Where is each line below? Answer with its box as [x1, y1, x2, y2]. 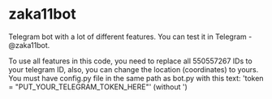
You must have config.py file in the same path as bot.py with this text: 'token [8, 73, 264, 83]
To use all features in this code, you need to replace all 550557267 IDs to [8, 56, 253, 66]
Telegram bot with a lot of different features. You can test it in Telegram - [8, 32, 253, 41]
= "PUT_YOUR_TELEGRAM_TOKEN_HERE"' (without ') [8, 82, 188, 92]
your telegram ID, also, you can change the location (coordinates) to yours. [8, 64, 259, 74]
